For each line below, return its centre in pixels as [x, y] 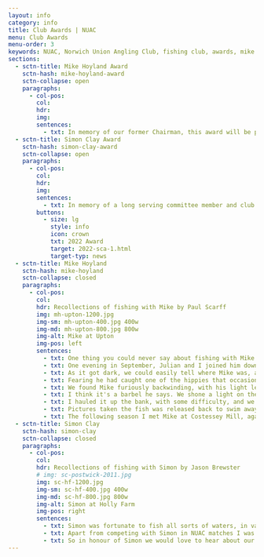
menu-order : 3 [31, 45]
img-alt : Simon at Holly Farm [86, 504]
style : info [70, 227]
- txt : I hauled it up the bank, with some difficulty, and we [149, 402]
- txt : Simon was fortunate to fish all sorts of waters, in [145, 526]
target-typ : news [79, 256]
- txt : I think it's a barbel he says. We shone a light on [143, 395]
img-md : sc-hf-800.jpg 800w [82, 497]
